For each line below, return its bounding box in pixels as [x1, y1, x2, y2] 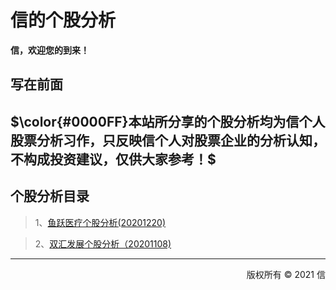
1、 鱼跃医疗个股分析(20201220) [34, 216, 167, 228]
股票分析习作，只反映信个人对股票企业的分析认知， [10, 132, 326, 149]
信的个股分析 [10, 9, 117, 32]
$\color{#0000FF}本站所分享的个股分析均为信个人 [10, 113, 326, 130]
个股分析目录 [10, 188, 90, 205]
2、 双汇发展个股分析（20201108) [34, 237, 172, 250]
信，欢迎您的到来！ [10, 44, 90, 56]
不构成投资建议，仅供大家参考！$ [10, 151, 217, 168]
